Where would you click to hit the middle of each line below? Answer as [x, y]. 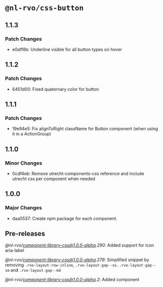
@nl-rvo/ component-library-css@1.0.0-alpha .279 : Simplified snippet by [77, 260]
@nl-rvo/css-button [44, 8]
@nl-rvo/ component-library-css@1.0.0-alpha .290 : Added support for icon [80, 245]
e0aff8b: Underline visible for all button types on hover [67, 49]
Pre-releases [25, 234]
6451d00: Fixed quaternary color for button [55, 89]
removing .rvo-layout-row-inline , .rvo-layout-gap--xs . [62, 265]
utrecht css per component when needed [54, 179]
